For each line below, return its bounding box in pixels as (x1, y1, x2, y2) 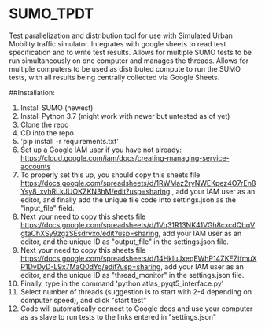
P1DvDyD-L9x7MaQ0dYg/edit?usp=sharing (20, 261, 161, 272)
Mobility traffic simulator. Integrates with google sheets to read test (9, 39, 226, 48)
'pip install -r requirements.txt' (20, 136, 119, 146)
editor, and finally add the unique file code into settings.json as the (20, 194, 237, 205)
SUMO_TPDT (9, 5, 94, 23)
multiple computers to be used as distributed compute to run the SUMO (9, 64, 241, 73)
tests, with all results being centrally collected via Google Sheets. (9, 72, 220, 82)
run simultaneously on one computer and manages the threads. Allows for (9, 56, 249, 65)
